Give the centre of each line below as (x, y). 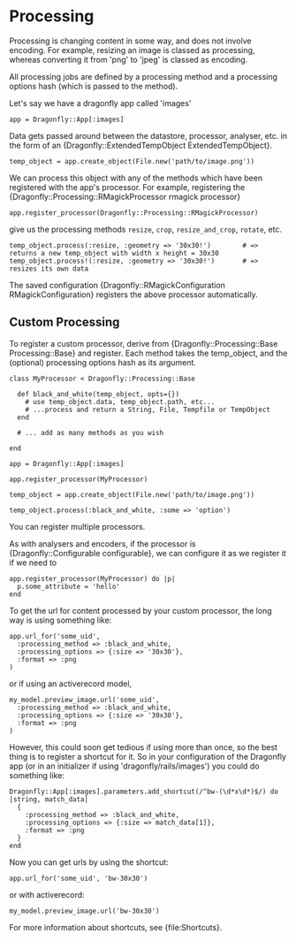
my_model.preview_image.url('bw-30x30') (85, 911)
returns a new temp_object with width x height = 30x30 (114, 253)
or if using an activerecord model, (71, 684)
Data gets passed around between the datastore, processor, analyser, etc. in (148, 135)
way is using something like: (61, 620)
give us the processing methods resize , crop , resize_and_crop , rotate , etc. (146, 229)
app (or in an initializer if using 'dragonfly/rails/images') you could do (134, 766)
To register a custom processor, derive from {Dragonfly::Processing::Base (144, 343)
